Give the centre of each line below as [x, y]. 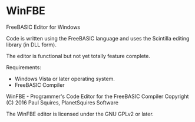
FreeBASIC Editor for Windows [43, 27]
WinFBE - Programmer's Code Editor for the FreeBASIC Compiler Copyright [97, 96]
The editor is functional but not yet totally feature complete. [78, 56]
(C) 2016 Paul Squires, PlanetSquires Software [62, 102]
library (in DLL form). [32, 45]
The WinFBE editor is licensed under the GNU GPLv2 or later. [80, 114]
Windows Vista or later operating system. [65, 79]
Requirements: [24, 67]
